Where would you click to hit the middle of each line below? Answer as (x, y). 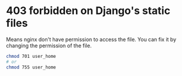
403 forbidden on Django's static (88, 11)
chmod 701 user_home (31, 56)
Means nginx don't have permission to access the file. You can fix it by (91, 39)
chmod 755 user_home (31, 67)
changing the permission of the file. (49, 46)
